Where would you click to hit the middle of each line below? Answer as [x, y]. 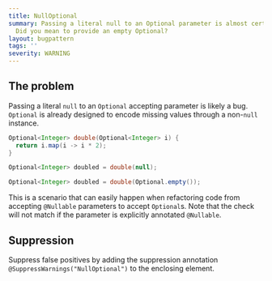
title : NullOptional [43, 16]
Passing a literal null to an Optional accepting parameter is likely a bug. [128, 105]
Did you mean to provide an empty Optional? [92, 31]
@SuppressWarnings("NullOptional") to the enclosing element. [111, 268]
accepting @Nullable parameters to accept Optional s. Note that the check [132, 206]
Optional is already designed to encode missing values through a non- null [133, 114]
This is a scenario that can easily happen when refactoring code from [124, 198]
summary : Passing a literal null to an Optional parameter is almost [128, 23]
